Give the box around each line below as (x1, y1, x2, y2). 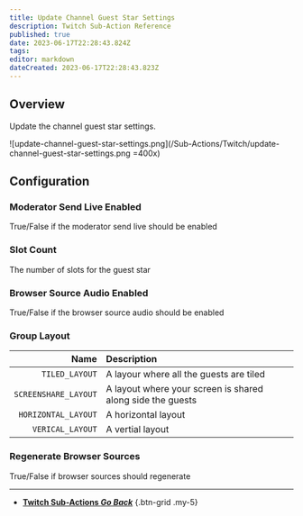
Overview (9, 96, 66, 113)
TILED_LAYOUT (41, 369, 97, 379)
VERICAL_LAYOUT (32, 424, 97, 435)
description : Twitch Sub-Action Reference (9, 22, 171, 31)
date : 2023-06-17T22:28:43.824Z (9, 38, 131, 48)
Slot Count (9, 244, 57, 257)
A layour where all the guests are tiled (106, 368, 266, 381)
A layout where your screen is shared (106, 383, 264, 395)
